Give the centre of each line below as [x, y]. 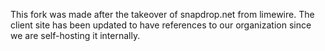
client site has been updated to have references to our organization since [161, 25]
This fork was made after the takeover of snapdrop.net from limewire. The [162, 14]
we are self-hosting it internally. [75, 35]
